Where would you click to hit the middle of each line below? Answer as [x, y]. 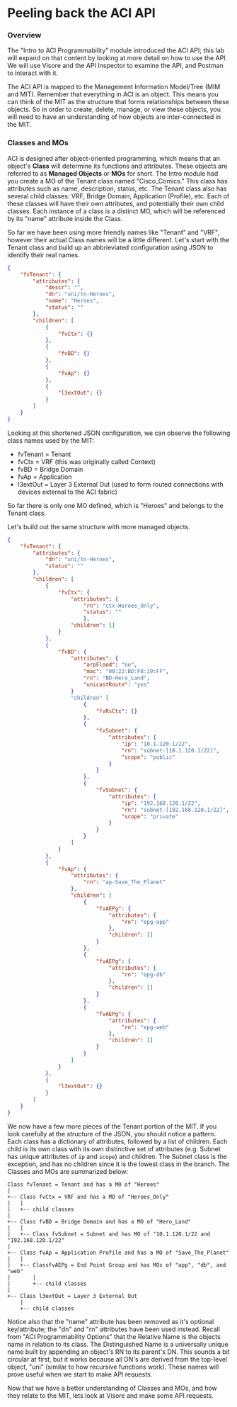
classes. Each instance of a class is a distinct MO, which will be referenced [116, 211]
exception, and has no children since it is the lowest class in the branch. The [118, 1164]
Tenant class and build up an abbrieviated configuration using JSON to [110, 247]
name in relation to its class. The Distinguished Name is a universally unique [118, 1344]
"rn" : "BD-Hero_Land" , [117, 678]
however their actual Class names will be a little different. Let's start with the [118, 239]
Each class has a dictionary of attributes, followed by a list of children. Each [117, 1141]
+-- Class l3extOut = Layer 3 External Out [73, 1296]
